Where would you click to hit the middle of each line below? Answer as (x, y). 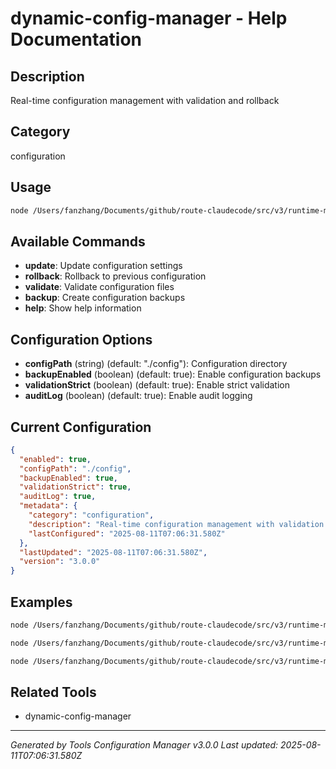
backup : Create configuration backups (105, 298)
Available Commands (78, 241)
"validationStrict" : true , (75, 487)
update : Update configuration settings (103, 266)
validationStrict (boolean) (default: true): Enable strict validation (157, 385)
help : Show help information (83, 308)
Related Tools (53, 692)
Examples (41, 602)
